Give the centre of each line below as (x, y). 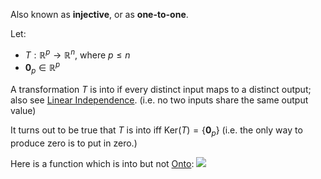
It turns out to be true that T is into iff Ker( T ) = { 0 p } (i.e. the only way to (156, 131)
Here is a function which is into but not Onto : (102, 163)
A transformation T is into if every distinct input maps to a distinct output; (161, 90)
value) (23, 111)
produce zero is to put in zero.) (74, 143)
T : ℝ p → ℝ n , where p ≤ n (77, 54)
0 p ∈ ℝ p (42, 68)
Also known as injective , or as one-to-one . (99, 14)
